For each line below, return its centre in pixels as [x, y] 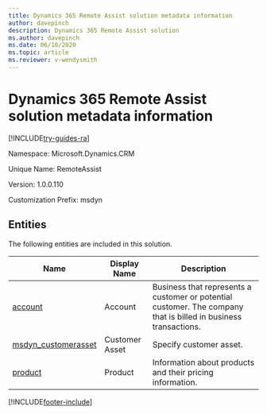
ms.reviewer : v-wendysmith [53, 60]
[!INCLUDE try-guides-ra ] [49, 138]
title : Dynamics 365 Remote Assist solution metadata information [120, 15]
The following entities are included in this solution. [90, 244]
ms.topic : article [39, 52]
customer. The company [198, 307]
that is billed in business [197, 316]
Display [124, 263]
